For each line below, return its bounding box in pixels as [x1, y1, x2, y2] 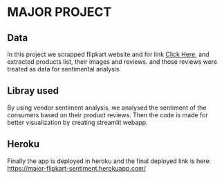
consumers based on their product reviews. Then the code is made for [7, 110, 209, 119]
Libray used [7, 85, 59, 97]
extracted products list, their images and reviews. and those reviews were [7, 58, 218, 66]
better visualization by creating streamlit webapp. [7, 118, 148, 126]
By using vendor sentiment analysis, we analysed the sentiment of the [7, 103, 207, 112]
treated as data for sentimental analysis [7, 65, 120, 73]
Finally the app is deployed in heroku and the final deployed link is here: [7, 157, 212, 165]
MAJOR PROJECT [7, 4, 112, 20]
